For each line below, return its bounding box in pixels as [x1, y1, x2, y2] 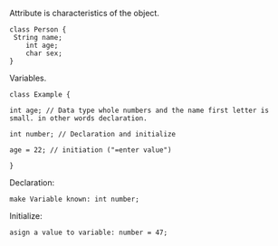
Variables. [9, 72, 47, 83]
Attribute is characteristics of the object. [9, 8, 160, 18]
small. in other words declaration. [9, 114, 148, 123]
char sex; [25, 49, 63, 58]
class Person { [9, 25, 67, 34]
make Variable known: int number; [9, 194, 140, 203]
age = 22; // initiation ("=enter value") [9, 146, 172, 155]
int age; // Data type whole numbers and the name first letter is [9, 106, 270, 115]
